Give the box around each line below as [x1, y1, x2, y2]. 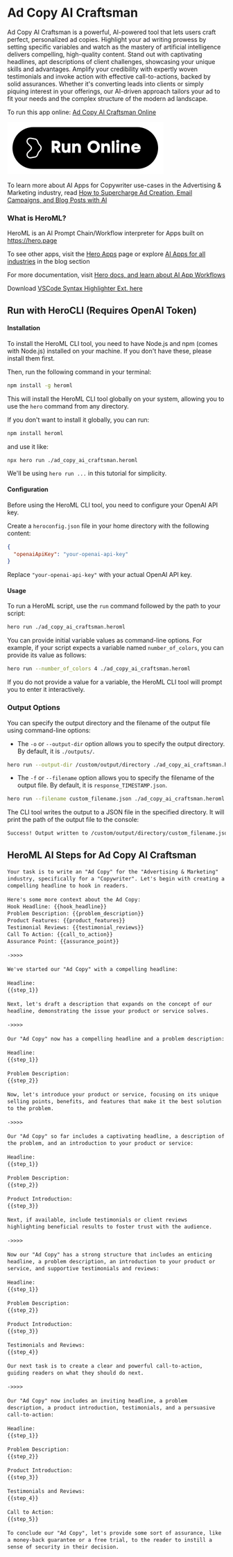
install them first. [7, 354, 55, 363]
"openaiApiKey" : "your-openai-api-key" [13, 551, 129, 558]
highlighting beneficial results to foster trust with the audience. [7, 1223, 213, 1230]
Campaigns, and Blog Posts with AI [7, 196, 107, 204]
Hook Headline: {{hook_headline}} [7, 903, 107, 910]
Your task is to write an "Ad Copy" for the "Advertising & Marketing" [7, 868, 218, 875]
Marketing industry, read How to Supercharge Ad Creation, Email [7, 188, 193, 196]
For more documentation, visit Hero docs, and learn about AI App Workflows [7, 271, 225, 279]
